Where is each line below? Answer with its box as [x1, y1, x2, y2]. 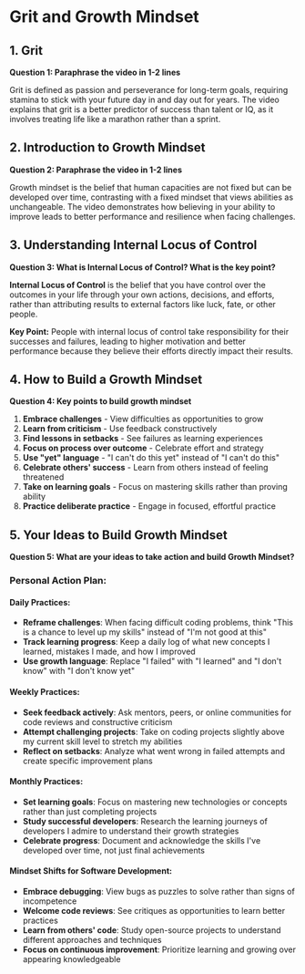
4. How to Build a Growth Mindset [9, 372, 203, 388]
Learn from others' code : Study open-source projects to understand [22, 924, 281, 936]
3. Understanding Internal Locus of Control [9, 237, 258, 253]
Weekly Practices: [9, 686, 80, 697]
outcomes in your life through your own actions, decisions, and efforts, [9, 289, 275, 300]
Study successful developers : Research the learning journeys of [22, 815, 269, 826]
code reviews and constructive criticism [22, 716, 173, 727]
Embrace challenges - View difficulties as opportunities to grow [22, 413, 264, 425]
